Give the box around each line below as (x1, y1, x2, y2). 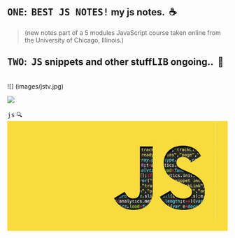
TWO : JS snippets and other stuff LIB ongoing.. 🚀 (7, 56, 224, 68)
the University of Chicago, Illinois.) (24, 36, 124, 44)
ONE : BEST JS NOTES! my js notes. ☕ (7, 6, 177, 18)
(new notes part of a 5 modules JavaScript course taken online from (24, 28, 222, 37)
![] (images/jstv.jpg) (7, 82, 64, 90)
